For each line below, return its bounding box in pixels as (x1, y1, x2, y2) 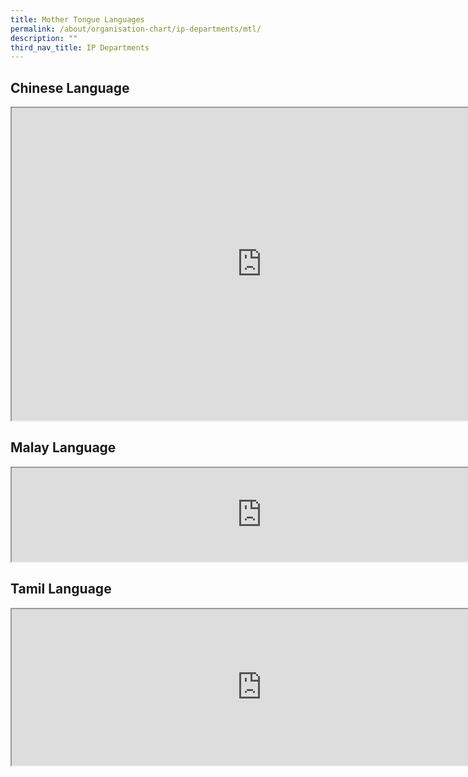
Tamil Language (10, 581, 112, 598)
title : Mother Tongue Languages (10, 14, 145, 25)
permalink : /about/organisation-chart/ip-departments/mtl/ (10, 24, 262, 34)
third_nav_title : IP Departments (10, 42, 150, 53)
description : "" (10, 33, 78, 43)
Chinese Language (10, 79, 130, 96)
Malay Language (10, 439, 117, 456)
